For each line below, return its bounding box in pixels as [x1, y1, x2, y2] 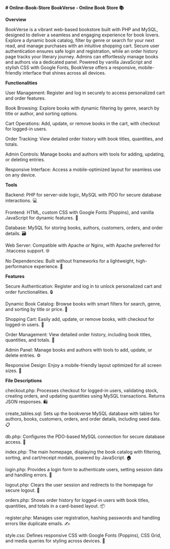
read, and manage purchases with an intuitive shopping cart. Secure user [5, 43, 160, 49]
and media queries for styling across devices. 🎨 [5, 538, 106, 544]
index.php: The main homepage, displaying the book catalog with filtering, [5, 449, 162, 455]
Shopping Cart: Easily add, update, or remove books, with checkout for [5, 316, 155, 322]
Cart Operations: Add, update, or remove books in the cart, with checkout [5, 120, 160, 126]
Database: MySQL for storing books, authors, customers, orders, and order [5, 225, 163, 231]
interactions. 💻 [5, 197, 37, 204]
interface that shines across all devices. [22, 70, 106, 76]
